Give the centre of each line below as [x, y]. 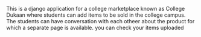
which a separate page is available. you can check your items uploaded [95, 27]
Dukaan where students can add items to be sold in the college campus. [96, 15]
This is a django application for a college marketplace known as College [96, 9]
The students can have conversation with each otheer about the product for [101, 21]
